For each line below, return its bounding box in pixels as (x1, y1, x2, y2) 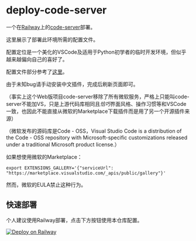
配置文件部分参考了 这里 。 (6, 68, 68, 75)
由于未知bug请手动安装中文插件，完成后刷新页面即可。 (6, 80, 139, 88)
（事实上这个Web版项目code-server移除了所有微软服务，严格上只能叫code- (6, 93, 190, 100)
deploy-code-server (6, 4, 107, 17)
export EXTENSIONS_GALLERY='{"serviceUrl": (6, 165, 114, 171)
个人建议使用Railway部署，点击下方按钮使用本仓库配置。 (6, 216, 143, 223)
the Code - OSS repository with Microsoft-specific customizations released (6, 134, 188, 141)
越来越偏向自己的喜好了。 (6, 56, 68, 63)
